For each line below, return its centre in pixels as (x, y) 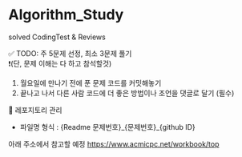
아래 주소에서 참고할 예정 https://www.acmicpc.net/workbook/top (114, 144)
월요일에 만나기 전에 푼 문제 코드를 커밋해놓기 (91, 83)
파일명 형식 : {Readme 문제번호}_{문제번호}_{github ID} (108, 127)
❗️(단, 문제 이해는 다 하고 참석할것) (60, 63)
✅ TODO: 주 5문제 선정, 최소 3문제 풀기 (70, 53)
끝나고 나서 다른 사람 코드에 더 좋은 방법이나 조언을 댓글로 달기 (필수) (127, 93)
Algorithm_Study (66, 15)
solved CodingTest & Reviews (57, 37)
